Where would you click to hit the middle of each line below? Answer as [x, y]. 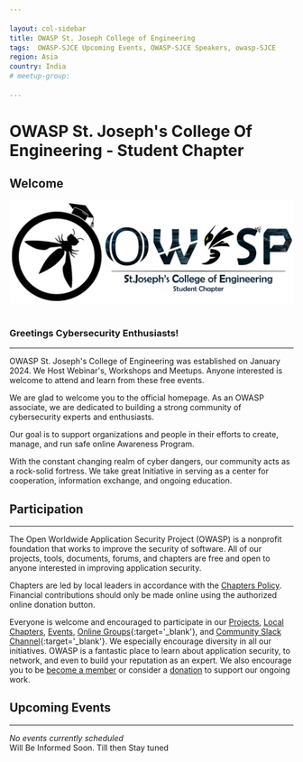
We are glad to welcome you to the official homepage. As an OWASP [137, 398]
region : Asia [34, 57]
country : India [38, 67]
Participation [46, 509]
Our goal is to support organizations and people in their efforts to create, [144, 435]
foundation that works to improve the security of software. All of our [136, 548]
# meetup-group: [40, 77]
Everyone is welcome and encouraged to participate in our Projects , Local [147, 621]
